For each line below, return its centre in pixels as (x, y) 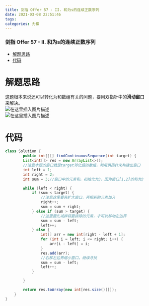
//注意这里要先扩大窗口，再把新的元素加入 (78, 198)
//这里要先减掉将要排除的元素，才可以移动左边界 (83, 216)
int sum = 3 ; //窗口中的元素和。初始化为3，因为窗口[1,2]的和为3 (83, 179)
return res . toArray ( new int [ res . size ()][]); (70, 290)
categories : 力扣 (22, 24)
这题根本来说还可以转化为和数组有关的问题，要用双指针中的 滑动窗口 (75, 97)
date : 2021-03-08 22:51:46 (33, 14)
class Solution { (23, 151)
